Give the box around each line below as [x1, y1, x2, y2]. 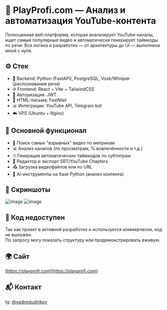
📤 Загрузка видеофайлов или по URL [12, 163, 92, 169]
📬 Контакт [5, 283, 42, 291]
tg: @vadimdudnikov [5, 298, 47, 304]
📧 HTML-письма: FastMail [12, 97, 67, 103]
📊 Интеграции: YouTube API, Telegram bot [12, 102, 102, 108]
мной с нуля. [5, 47, 32, 53]
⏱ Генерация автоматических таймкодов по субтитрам [12, 152, 131, 158]
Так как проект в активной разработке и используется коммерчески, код [5, 226, 163, 232]
